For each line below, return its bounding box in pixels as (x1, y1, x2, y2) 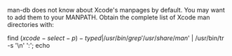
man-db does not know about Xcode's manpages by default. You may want (7, 6, 226, 14)
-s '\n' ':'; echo (7, 41, 50, 49)
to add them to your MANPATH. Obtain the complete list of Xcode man (7, 13, 210, 21)
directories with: (7, 21, 55, 28)
